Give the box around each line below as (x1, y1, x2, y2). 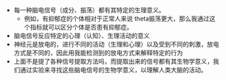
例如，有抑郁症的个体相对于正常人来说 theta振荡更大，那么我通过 (23, 14, 210, 23)
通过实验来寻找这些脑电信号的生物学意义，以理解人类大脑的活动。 (19, 66, 207, 74)
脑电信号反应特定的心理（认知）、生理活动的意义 (13, 31, 150, 40)
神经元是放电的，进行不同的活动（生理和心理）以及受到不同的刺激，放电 (13, 40, 219, 48)
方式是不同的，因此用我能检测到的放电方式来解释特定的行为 (13, 49, 183, 57)
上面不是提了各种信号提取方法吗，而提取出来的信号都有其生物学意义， (13, 57, 214, 65)
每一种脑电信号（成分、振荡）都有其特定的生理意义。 (13, 6, 165, 14)
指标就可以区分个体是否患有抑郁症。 (30, 23, 133, 31)
